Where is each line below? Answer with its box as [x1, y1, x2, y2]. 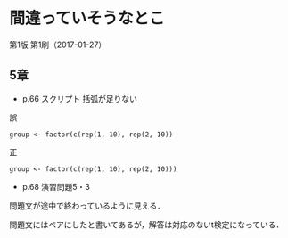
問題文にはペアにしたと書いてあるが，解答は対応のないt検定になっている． [9, 219, 284, 230]
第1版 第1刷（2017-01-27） [9, 39, 107, 50]
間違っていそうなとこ [9, 8, 165, 29]
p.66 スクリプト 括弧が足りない [21, 93, 138, 103]
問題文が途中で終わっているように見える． [9, 200, 165, 210]
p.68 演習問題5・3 [21, 181, 91, 192]
